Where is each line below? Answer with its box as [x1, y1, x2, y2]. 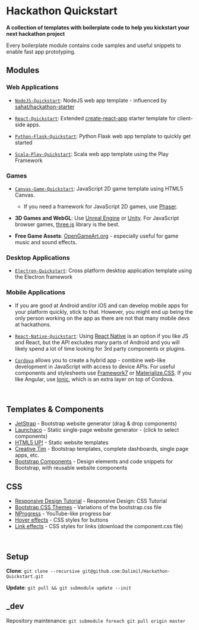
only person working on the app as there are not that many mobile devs [14, 314, 190, 322]
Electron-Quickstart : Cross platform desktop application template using [14, 267, 192, 275]
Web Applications [6, 83, 59, 92]
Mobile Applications [6, 288, 65, 297]
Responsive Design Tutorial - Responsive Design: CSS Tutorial [14, 497, 168, 504]
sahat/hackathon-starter [14, 103, 75, 110]
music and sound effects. [14, 238, 77, 245]
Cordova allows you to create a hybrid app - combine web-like [14, 356, 166, 364]
